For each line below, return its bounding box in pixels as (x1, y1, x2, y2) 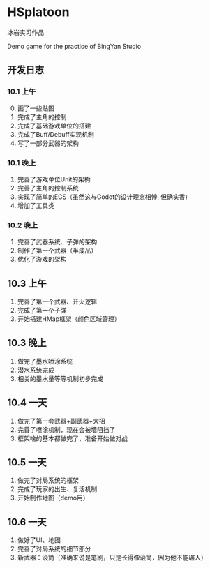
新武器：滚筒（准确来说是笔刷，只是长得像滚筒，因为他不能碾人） (17, 553, 207, 562)
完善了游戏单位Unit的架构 (17, 175, 91, 184)
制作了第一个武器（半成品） (17, 246, 98, 255)
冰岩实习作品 (7, 28, 44, 36)
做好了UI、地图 (17, 536, 61, 544)
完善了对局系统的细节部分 (17, 545, 91, 553)
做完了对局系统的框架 (17, 476, 79, 485)
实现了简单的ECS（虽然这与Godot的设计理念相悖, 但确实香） (17, 193, 192, 201)
